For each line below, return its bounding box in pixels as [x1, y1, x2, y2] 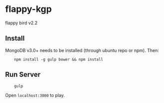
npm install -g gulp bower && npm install [14, 57, 103, 62]
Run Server [5, 70, 41, 79]
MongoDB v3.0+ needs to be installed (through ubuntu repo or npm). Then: [5, 47, 159, 53]
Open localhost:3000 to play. [5, 92, 65, 98]
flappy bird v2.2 [5, 20, 38, 26]
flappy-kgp [5, 3, 52, 15]
